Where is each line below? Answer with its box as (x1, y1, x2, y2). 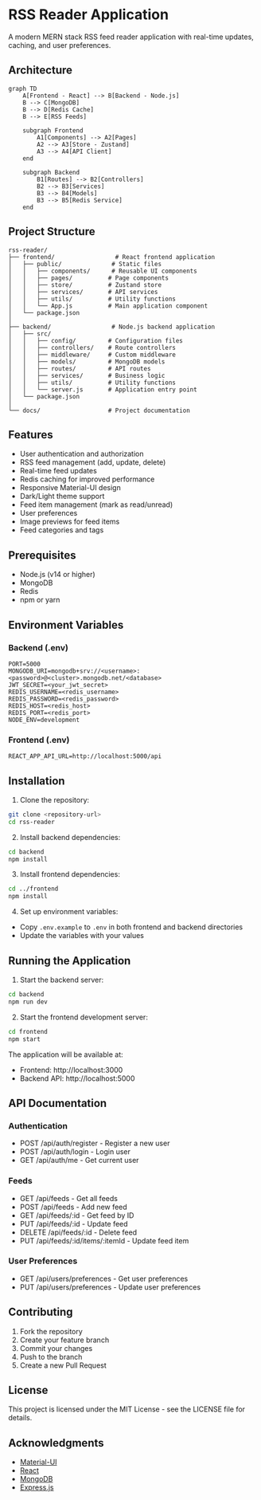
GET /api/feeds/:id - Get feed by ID (19, 1210, 134, 1220)
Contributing (8, 1306, 73, 1319)
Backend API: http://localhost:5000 (19, 1074, 135, 1083)
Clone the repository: (19, 795, 90, 804)
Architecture (8, 64, 73, 77)
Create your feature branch (19, 1335, 110, 1345)
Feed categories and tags (19, 525, 104, 535)
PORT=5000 (8, 660, 41, 668)
